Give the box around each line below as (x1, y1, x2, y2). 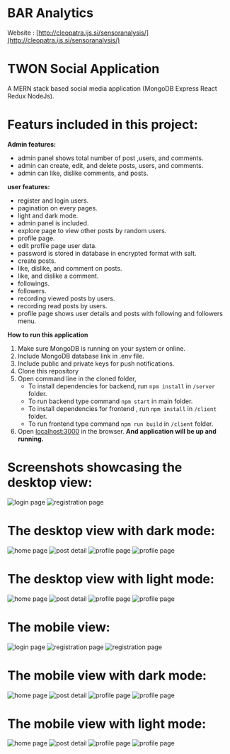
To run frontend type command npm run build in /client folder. (28, 420, 214, 428)
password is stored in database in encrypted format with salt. (17, 249, 197, 257)
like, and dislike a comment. (17, 271, 99, 280)
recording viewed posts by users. (17, 294, 115, 303)
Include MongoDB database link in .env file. (17, 351, 145, 360)
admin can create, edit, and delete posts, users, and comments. (17, 161, 204, 169)
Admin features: (7, 140, 57, 148)
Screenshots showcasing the (7, 459, 183, 476)
